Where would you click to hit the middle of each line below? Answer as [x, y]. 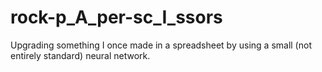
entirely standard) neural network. [80, 55]
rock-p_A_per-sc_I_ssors [116, 17]
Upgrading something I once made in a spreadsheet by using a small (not [161, 45]
